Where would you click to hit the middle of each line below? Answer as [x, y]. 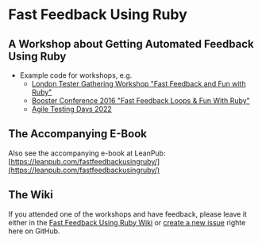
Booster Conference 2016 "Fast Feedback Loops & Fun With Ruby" [141, 100]
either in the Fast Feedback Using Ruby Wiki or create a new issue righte [127, 222]
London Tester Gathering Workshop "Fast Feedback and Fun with [139, 84]
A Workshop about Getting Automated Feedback [131, 44]
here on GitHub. [34, 231]
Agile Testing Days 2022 [72, 109]
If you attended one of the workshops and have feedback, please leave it [128, 214]
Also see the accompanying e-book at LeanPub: [87, 153]
